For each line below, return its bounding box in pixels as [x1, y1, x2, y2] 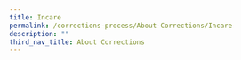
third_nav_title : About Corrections [9, 37, 145, 47]
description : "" [9, 29, 69, 38]
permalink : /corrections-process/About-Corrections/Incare [9, 21, 233, 30]
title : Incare [9, 12, 62, 22]
